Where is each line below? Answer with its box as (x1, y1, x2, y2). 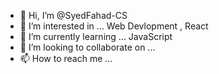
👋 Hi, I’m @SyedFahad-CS (19, 10, 128, 21)
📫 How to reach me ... (19, 53, 113, 64)
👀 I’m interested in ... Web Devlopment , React (19, 20, 209, 32)
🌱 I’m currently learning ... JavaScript (19, 31, 173, 42)
